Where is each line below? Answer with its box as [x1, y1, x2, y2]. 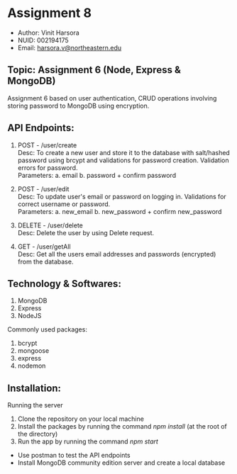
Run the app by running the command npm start [17, 437, 158, 446]
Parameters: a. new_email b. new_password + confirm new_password [17, 207, 222, 215]
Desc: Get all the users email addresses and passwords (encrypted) [17, 249, 216, 258]
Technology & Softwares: [7, 278, 122, 290]
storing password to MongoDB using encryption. [7, 101, 150, 110]
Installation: [7, 382, 62, 394]
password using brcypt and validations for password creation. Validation [17, 156, 229, 164]
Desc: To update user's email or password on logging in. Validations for [17, 192, 227, 201]
